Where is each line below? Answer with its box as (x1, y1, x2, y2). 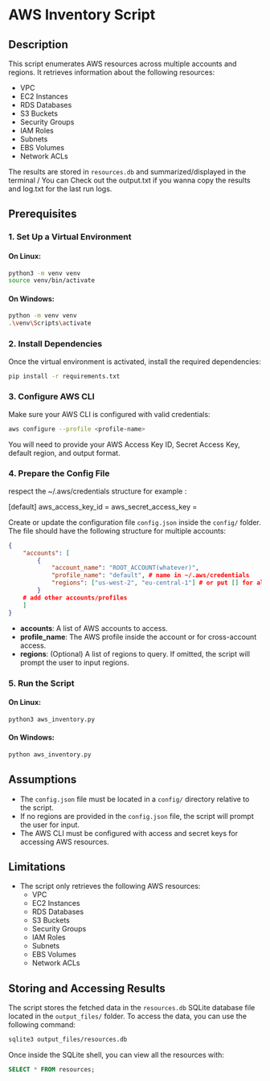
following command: (8, 1020, 76, 1030)
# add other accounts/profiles (22, 593, 128, 602)
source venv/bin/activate (8, 276, 95, 285)
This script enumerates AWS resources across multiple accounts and (8, 59, 237, 68)
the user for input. (19, 820, 80, 829)
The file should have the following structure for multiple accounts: (8, 526, 227, 535)
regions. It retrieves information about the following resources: (8, 68, 215, 77)
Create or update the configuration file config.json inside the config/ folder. (8, 517, 261, 527)
